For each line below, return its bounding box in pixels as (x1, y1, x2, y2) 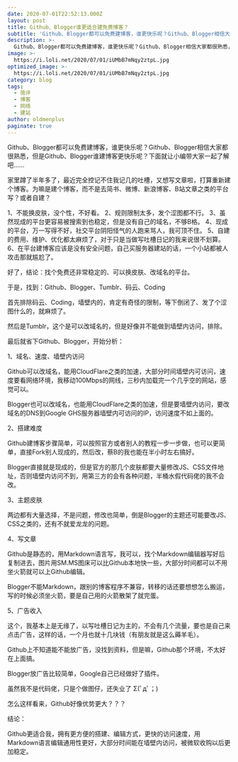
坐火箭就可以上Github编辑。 (7, 567, 89, 576)
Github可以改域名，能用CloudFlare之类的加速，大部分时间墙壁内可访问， (7, 366, 220, 376)
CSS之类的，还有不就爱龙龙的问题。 (7, 519, 113, 528)
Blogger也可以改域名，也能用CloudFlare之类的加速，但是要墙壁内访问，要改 (7, 400, 230, 408)
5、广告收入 (7, 606, 42, 615)
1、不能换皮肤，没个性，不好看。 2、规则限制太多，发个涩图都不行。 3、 (7, 208, 220, 217)
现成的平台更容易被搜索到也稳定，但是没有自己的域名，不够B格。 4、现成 (13, 217, 229, 225)
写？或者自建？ (7, 193, 51, 202)
